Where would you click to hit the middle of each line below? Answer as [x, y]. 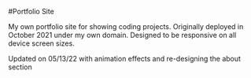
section [20, 67]
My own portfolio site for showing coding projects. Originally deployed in [126, 26]
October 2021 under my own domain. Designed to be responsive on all [122, 35]
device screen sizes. [41, 43]
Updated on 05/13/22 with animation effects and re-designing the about [125, 59]
